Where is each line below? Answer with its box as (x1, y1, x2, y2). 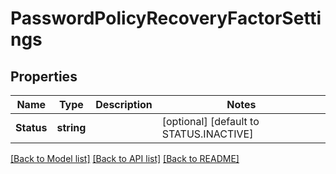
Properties (10, 68, 78, 85)
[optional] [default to (161, 115, 260, 128)
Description (95, 98, 153, 111)
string (56, 121, 87, 134)
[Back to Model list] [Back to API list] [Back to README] (10, 153, 240, 164)
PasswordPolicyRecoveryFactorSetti (10, 7, 322, 30)
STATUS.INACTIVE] (161, 127, 254, 141)
